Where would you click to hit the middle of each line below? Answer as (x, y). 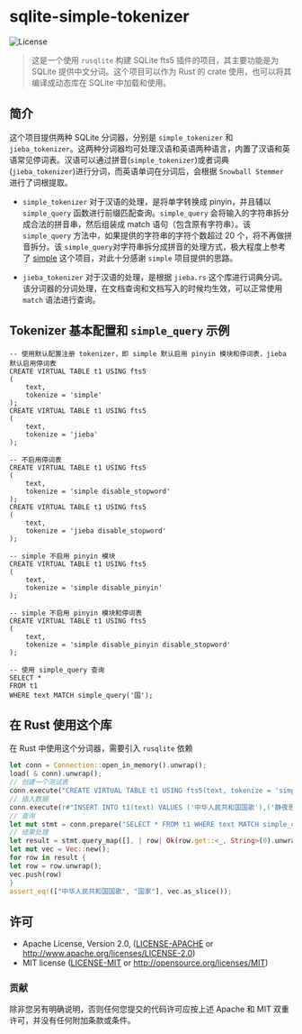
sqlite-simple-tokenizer (100, 17)
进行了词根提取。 (41, 182)
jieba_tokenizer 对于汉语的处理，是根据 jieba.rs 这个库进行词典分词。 (155, 277)
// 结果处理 (29, 833)
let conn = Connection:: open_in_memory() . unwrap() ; (108, 765)
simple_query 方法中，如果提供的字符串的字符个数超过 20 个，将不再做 (153, 235)
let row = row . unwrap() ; (56, 866)
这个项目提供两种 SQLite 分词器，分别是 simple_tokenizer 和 (121, 137)
